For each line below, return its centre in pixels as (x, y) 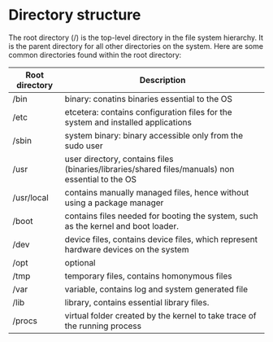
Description (162, 80)
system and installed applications (128, 122)
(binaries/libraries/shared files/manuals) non (149, 169)
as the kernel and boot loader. (121, 226)
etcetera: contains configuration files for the (149, 112)
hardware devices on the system (127, 249)
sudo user (84, 146)
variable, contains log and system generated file (156, 289)
